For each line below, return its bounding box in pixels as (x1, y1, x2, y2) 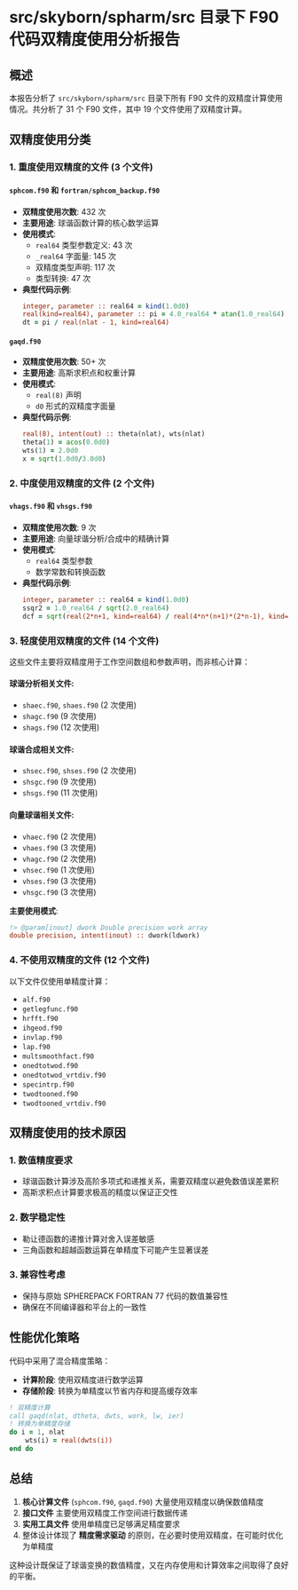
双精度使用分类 (9, 132, 91, 147)
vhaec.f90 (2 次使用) (21, 831, 97, 842)
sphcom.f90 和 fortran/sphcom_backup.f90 (9, 185, 161, 195)
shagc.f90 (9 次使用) (21, 711, 98, 722)
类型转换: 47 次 (35, 273, 91, 283)
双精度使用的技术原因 (9, 1125, 126, 1140)
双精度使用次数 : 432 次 (21, 206, 106, 217)
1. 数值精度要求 (9, 1154, 74, 1167)
